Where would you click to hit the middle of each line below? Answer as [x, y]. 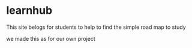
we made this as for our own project [51, 38]
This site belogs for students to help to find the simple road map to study [96, 27]
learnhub [29, 10]
